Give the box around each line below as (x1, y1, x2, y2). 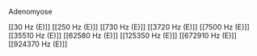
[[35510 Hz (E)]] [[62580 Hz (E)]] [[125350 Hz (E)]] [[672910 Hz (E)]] (8, 31, 237, 40)
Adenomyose (8, 7, 53, 16)
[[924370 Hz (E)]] (8, 39, 68, 49)
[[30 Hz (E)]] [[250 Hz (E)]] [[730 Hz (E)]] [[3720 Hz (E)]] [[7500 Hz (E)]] (8, 22, 251, 31)
